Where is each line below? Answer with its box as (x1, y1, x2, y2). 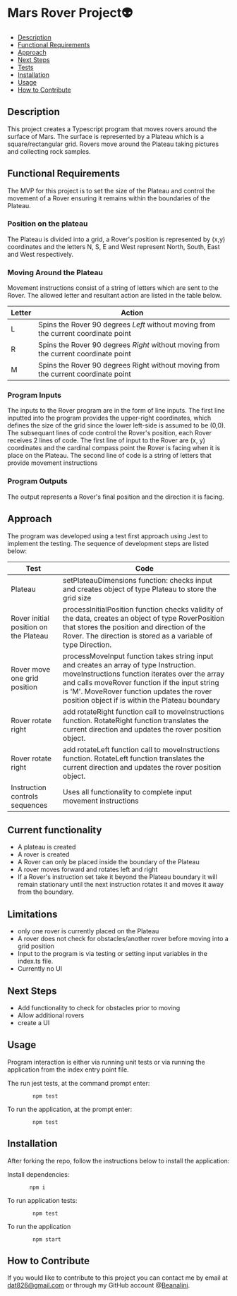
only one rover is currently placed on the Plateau (17, 927, 159, 935)
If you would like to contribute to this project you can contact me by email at (7, 1273, 228, 1282)
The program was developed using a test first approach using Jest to (7, 531, 208, 540)
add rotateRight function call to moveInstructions (62, 706, 224, 716)
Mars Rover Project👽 (7, 5, 133, 21)
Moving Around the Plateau (7, 267, 104, 277)
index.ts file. (17, 957, 54, 966)
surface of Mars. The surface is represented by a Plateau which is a (7, 132, 205, 140)
